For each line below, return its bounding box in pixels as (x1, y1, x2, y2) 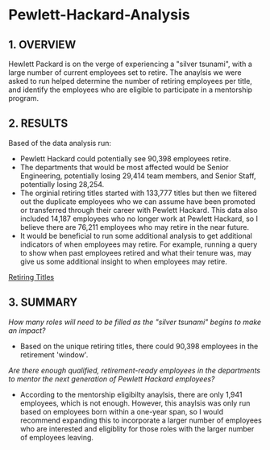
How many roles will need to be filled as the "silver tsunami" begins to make (8, 317, 262, 327)
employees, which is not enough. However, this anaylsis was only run (19, 398, 251, 408)
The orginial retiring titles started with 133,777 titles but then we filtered (19, 188, 257, 198)
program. (8, 94, 39, 102)
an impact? (8, 325, 46, 335)
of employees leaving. (19, 432, 94, 442)
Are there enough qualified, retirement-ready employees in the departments (8, 365, 260, 375)
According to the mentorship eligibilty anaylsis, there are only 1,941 (19, 390, 243, 399)
